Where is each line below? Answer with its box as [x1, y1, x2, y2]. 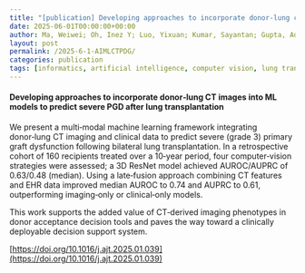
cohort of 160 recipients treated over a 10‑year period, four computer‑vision [9, 151, 292, 161]
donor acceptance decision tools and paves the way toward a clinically [9, 217, 275, 228]
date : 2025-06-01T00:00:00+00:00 [9, 22, 136, 31]
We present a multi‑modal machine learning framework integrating [9, 122, 258, 132]
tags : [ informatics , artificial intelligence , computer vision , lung [9, 64, 279, 73]
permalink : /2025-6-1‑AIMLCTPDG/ [9, 47, 136, 56]
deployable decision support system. [9, 226, 148, 237]
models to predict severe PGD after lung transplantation [9, 102, 224, 112]
